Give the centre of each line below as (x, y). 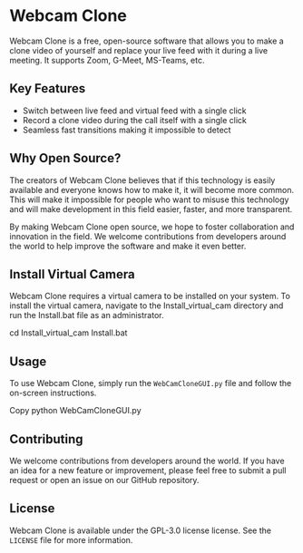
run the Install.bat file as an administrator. (87, 315)
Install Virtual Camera (72, 274)
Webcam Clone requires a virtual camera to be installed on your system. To (150, 296)
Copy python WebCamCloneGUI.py (75, 411)
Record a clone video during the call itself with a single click (135, 120)
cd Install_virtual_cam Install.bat (68, 333)
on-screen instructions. (53, 393)
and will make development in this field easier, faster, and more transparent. (151, 209)
